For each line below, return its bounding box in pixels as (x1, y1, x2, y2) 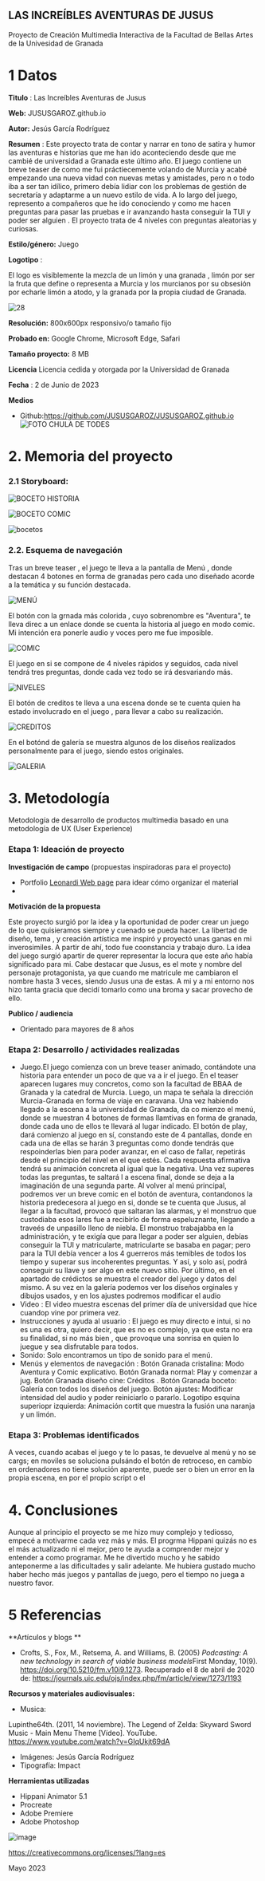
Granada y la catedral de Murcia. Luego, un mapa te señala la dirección (19, 1087, 254, 1098)
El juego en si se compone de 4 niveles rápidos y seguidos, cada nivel (8, 658, 239, 668)
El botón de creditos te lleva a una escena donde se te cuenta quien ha (8, 698, 241, 708)
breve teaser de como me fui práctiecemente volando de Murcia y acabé (8, 164, 247, 174)
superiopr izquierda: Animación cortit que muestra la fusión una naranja (19, 1402, 255, 1411)
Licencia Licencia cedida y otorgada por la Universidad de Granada (8, 365, 230, 374)
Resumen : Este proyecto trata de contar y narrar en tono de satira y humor (8, 139, 256, 148)
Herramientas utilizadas (8, 1777, 90, 1786)
